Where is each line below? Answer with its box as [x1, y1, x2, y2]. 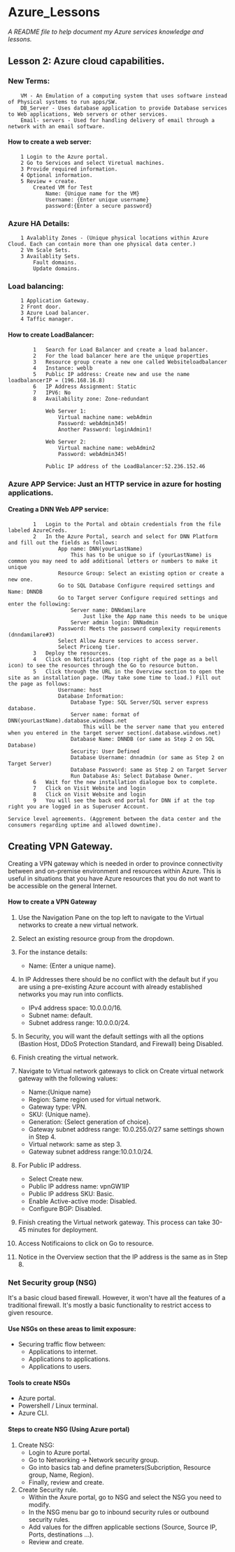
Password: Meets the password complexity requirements [57, 625, 221, 632]
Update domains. [33, 265, 80, 272]
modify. [28, 1500, 51, 1508]
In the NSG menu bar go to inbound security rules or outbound [28, 1508, 209, 1516]
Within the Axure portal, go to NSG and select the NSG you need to [28, 1492, 222, 1501]
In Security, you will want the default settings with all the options [17, 1032, 204, 1041]
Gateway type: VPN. [28, 1102, 87, 1111]
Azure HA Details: [8, 218, 70, 228]
